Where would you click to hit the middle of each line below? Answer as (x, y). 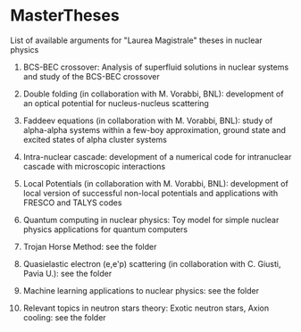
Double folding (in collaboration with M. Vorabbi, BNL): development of (153, 94)
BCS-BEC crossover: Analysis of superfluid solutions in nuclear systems (156, 67)
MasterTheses (65, 16)
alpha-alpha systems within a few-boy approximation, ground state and (155, 129)
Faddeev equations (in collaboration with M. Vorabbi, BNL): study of (148, 120)
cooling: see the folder (64, 317)
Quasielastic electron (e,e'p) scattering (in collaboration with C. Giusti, (152, 263)
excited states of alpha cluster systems (95, 139)
